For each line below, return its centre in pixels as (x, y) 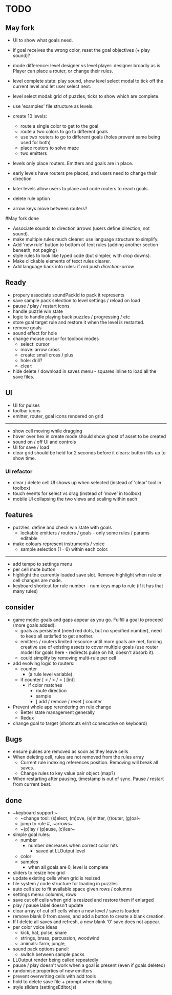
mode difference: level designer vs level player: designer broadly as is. (87, 65)
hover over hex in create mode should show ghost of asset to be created (89, 436)
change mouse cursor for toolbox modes (56, 339)
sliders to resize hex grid (39, 873)
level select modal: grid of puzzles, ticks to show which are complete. (86, 96)
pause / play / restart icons (41, 306)
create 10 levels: (30, 116)
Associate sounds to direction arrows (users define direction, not (81, 228)
